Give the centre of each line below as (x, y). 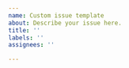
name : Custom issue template (56, 15)
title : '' (25, 30)
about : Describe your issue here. (65, 23)
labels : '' (26, 38)
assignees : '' (32, 45)
